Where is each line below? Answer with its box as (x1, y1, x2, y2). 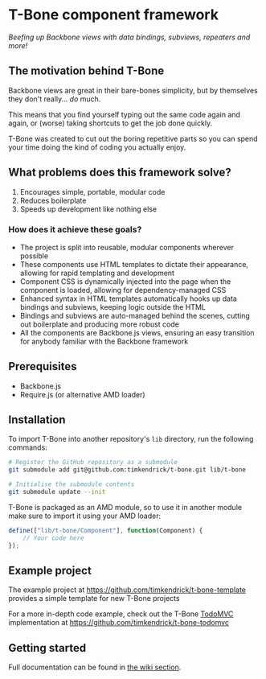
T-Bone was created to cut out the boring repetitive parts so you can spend (8, 134, 259, 143)
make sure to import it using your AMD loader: (8, 511, 162, 521)
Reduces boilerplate (19, 195, 87, 205)
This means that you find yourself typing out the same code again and (8, 109, 241, 119)
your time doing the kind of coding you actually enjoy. (8, 142, 186, 152)
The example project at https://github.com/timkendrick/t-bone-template (8, 585, 247, 595)
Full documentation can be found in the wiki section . (8, 662, 182, 673)
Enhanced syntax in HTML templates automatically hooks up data (19, 294, 237, 303)
